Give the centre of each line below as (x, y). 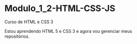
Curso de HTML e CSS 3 (29, 22)
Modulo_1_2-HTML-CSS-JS (60, 8)
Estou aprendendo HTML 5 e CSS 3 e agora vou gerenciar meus (68, 31)
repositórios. (17, 36)
